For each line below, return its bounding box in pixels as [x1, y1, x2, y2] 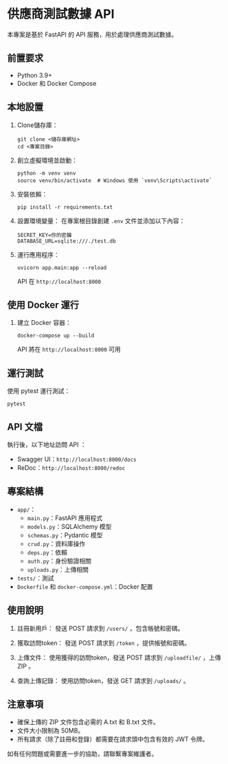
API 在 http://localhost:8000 [16, 277, 102, 285]
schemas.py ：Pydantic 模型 [27, 530, 103, 539]
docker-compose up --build [16, 333, 95, 339]
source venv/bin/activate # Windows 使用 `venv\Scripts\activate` [16, 177, 213, 184]
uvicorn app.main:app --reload [16, 264, 107, 271]
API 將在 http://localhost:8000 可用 [16, 345, 122, 354]
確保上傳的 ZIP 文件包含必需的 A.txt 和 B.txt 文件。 [16, 718, 159, 726]
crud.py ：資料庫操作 [27, 539, 86, 548]
